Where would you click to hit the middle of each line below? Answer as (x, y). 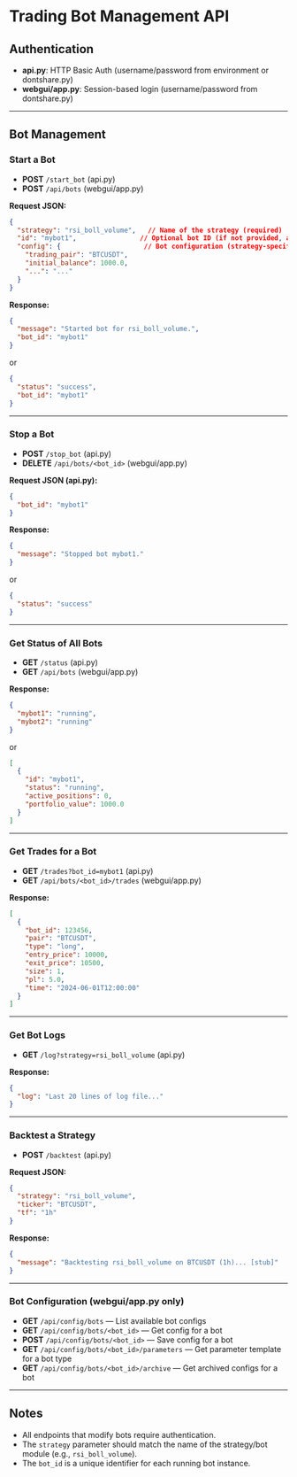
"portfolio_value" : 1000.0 (75, 804)
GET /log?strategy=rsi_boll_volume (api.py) (103, 1055)
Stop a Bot (32, 434)
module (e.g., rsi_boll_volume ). (80, 1453)
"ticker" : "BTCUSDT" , (57, 1205)
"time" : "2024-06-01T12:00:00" (83, 988)
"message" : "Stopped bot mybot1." (80, 554)
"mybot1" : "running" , (57, 713)
